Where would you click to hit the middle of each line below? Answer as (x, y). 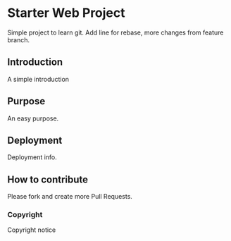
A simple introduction (38, 79)
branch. (19, 39)
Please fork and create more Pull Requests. (70, 197)
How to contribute (48, 179)
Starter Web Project (66, 13)
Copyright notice (32, 230)
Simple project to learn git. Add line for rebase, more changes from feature (115, 32)
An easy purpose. (33, 118)
